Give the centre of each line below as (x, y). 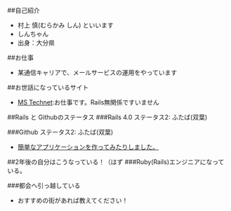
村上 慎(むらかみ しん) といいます (65, 25)
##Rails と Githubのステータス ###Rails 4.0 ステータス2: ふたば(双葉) (107, 117)
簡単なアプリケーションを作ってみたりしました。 (88, 147)
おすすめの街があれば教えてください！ (73, 200)
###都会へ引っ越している (44, 185)
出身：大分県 (36, 43)
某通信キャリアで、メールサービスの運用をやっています (97, 73)
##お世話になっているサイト (48, 87)
